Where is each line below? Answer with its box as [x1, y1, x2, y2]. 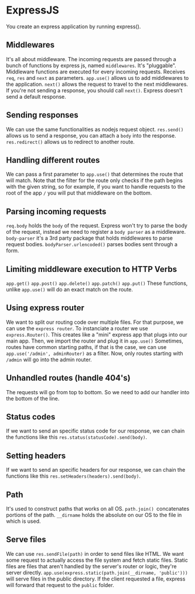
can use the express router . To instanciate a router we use [6, 324, 148, 332]
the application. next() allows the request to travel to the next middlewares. [6, 80, 189, 88]
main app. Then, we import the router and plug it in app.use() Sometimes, [6, 337, 183, 344]
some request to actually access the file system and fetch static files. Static [6, 556, 189, 563]
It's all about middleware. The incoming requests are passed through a [6, 55, 177, 62]
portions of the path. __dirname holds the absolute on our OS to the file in [6, 512, 182, 519]
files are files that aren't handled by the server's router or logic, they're [6, 562, 177, 570]
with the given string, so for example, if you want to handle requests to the [6, 183, 186, 190]
